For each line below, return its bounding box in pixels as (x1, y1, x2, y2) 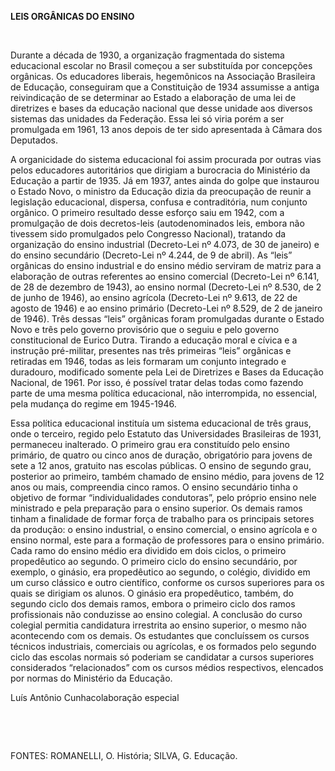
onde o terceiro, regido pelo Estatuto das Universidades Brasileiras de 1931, (10, 428, 322, 440)
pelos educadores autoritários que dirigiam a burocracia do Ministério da (10, 164, 311, 176)
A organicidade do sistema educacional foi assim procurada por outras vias (10, 154, 322, 165)
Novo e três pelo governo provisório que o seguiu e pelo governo (10, 324, 280, 335)
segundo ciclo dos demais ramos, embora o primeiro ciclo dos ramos (10, 598, 296, 610)
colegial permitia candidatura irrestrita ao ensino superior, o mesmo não (10, 619, 307, 631)
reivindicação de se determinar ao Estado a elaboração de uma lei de (10, 92, 297, 103)
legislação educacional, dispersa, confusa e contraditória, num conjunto (10, 196, 308, 208)
